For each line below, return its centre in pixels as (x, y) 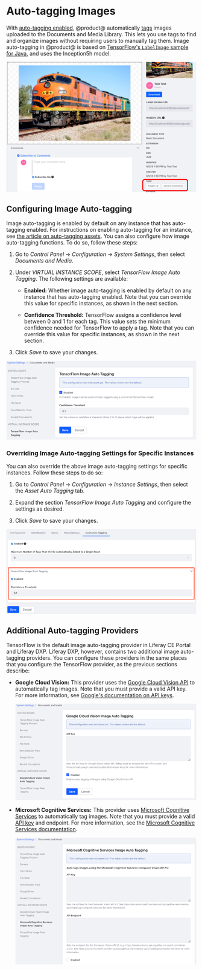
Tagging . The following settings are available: (71, 279)
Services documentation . (46, 829)
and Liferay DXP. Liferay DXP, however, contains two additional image (93, 652)
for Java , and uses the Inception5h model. (59, 53)
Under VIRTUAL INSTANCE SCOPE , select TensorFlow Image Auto (98, 272)
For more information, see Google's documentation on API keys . (94, 695)
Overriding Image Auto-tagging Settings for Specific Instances (100, 453)
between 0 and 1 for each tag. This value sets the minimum (97, 322)
